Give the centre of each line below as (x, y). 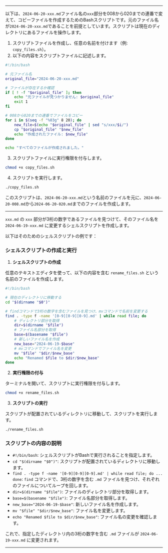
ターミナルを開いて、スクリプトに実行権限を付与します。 (64, 384)
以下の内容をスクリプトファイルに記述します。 (60, 55)
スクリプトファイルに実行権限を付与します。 (58, 158)
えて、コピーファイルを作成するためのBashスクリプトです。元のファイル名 (82, 20)
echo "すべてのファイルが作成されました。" (44, 148)
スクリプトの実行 (30, 403)
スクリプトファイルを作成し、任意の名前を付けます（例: (70, 43)
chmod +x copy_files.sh (30, 168)
